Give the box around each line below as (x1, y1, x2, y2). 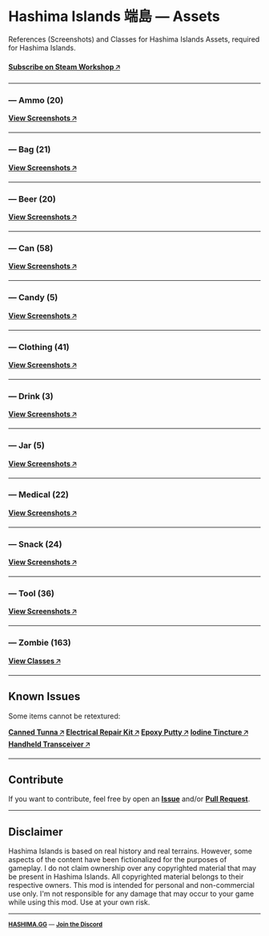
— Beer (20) (8, 193, 56, 205)
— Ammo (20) (8, 95, 64, 106)
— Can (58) (8, 242, 54, 254)
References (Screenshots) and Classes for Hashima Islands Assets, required (8, 34, 260, 44)
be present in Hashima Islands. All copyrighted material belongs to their (8, 872, 244, 881)
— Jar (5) (8, 440, 46, 451)
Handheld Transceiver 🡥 (8, 739, 90, 749)
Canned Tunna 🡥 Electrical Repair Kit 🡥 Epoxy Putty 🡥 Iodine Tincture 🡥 (8, 727, 249, 737)
